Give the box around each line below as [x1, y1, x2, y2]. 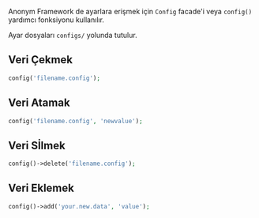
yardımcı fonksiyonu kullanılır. [8, 15, 105, 24]
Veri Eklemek [8, 182, 75, 195]
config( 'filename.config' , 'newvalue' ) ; [8, 117, 144, 125]
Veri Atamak [8, 96, 70, 110]
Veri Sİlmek [8, 138, 66, 152]
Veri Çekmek [8, 53, 73, 66]
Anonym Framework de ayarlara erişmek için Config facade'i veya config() [8, 7, 253, 16]
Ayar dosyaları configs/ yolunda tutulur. [8, 31, 137, 39]
